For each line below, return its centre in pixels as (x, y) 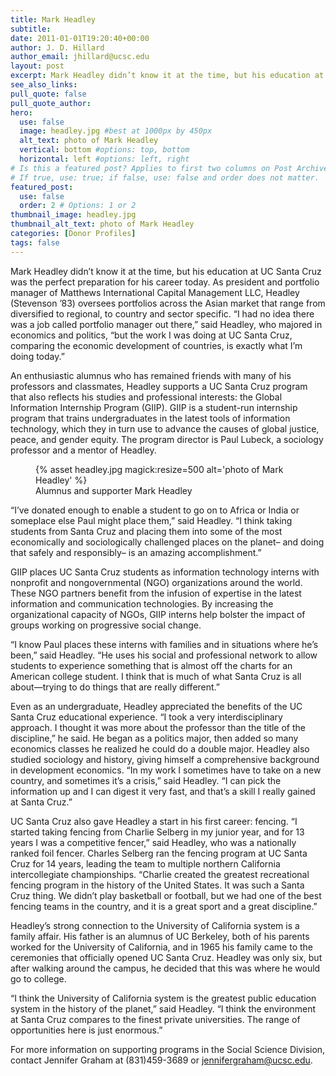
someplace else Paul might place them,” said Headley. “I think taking (151, 520)
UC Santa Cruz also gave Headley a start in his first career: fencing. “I (154, 821)
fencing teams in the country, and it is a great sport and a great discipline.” (164, 906)
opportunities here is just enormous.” (86, 1030)
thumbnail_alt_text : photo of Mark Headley (102, 224)
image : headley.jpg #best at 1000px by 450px (116, 131)
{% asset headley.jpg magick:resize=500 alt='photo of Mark (159, 469)
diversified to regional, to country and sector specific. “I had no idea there (162, 313)
